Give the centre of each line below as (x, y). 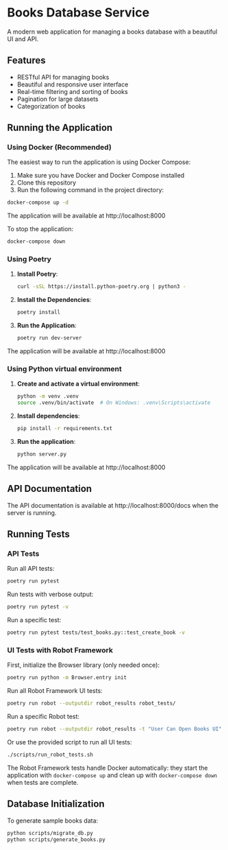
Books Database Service (78, 13)
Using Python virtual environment (64, 369)
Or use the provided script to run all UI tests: (69, 742)
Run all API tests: (31, 569)
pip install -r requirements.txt (65, 429)
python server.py (42, 454)
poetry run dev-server (49, 338)
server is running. (32, 512)
